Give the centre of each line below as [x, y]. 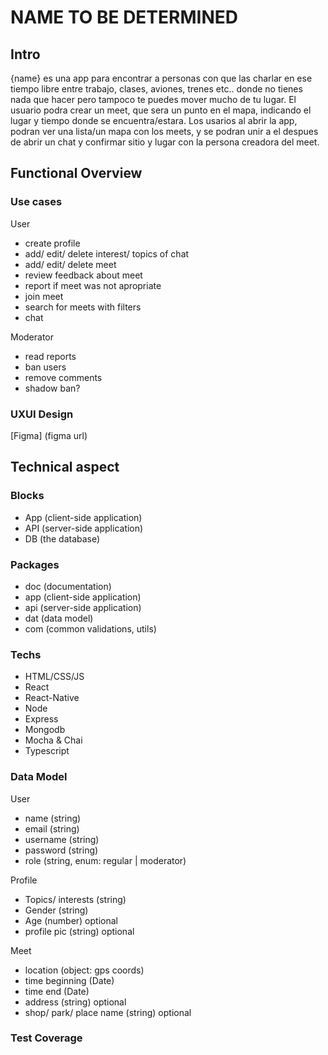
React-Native [52, 698]
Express [41, 719]
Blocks [27, 496]
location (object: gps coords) [84, 970]
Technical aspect [65, 467]
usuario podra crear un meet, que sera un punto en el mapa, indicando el [161, 110]
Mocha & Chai [53, 740]
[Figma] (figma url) [49, 435]
